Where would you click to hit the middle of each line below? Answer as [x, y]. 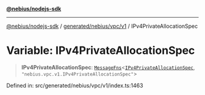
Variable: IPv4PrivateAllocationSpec [101, 51]
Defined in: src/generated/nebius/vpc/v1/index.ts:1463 [75, 85]
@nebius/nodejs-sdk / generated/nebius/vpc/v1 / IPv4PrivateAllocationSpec [102, 26]
